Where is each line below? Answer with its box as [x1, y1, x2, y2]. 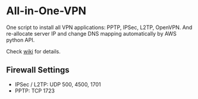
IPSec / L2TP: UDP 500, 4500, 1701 [14, 81, 101, 88]
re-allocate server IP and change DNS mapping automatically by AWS [6, 30, 177, 37]
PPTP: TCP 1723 [14, 87, 55, 94]
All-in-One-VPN [6, 4, 87, 18]
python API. [6, 36, 35, 43]
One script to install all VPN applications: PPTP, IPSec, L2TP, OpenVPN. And [6, 24, 193, 31]
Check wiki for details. [6, 47, 61, 55]
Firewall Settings [6, 65, 70, 75]
